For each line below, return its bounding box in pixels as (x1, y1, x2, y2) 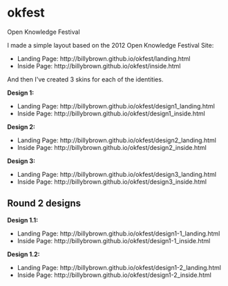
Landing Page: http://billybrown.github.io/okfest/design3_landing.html (17, 170, 216, 178)
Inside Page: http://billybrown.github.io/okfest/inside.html (17, 61, 181, 70)
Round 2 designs (7, 198, 82, 209)
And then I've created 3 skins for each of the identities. (7, 75, 164, 84)
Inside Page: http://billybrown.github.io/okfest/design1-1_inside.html (17, 236, 211, 245)
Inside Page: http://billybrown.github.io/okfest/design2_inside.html (17, 143, 207, 151)
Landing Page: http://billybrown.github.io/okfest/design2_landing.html (17, 136, 216, 144)
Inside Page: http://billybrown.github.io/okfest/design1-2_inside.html (17, 271, 212, 279)
